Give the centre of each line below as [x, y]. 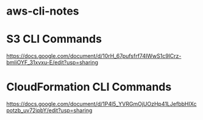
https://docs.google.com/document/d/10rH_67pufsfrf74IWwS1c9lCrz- [94, 56]
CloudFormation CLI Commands [89, 87]
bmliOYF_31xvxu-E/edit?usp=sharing [52, 63]
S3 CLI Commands [54, 39]
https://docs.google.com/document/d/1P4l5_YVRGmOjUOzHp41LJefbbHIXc [101, 104]
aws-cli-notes [43, 11]
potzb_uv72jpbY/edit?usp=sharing [49, 110]
